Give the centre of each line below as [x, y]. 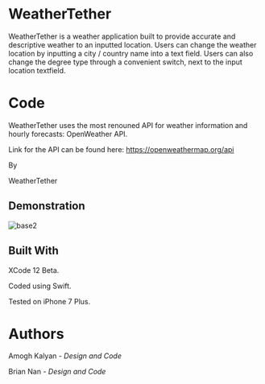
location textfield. [37, 70]
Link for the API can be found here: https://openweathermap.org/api [121, 149]
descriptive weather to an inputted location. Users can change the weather [132, 44]
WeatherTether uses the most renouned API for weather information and [128, 125]
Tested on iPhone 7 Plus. [50, 301]
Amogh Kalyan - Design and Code [65, 356]
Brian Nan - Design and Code [57, 372]
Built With [33, 251]
